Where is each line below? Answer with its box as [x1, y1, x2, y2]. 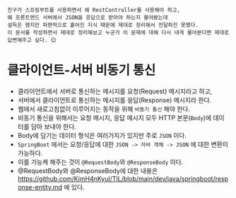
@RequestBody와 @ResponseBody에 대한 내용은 [17, 166, 158, 175]
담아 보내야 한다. [30, 122, 76, 131]
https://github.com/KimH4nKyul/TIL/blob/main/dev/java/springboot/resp [17, 174, 228, 182]
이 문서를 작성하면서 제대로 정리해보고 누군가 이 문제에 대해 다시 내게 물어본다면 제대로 [7, 29, 230, 36]
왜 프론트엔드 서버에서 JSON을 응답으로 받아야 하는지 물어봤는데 [7, 14, 168, 21]
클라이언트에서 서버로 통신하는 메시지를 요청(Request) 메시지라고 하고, [17, 87, 213, 95]
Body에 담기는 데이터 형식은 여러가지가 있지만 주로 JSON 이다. [17, 131, 187, 139]
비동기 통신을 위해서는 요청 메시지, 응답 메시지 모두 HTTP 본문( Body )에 [17, 113, 212, 122]
